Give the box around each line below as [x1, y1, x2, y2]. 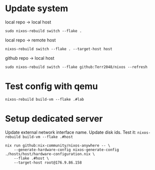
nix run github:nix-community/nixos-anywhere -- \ [5, 143, 111, 148]
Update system [5, 3, 68, 14]
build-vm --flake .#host [22, 134, 73, 139]
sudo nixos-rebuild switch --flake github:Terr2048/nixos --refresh [5, 64, 148, 69]
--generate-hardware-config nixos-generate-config [14, 147, 119, 152]
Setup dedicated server [5, 113, 103, 125]
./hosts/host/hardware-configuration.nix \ [5, 151, 95, 156]
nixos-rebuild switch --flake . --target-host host [5, 46, 112, 51]
